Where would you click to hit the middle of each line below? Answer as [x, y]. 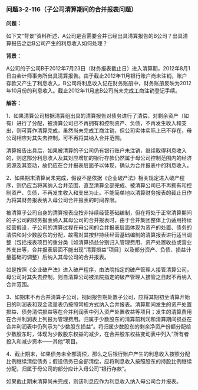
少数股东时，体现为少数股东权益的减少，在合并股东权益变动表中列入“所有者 [98, 334]
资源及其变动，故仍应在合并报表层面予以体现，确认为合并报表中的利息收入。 [99, 165]
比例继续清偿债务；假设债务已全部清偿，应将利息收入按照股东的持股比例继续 [99, 362]
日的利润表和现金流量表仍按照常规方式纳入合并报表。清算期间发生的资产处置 [99, 304]
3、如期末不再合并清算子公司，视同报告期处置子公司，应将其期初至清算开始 [98, 297]
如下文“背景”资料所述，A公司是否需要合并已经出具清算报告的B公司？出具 [95, 36]
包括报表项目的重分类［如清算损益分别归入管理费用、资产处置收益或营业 [104, 242]
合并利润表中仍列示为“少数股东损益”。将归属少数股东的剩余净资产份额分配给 [99, 327]
